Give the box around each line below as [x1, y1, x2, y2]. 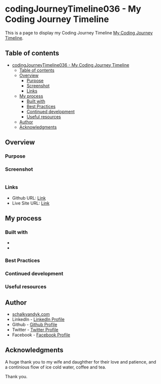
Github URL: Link [12, 195, 46, 201]
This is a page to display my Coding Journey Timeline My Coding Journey [5, 30, 153, 36]
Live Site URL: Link [12, 200, 50, 206]
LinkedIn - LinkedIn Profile [12, 316, 64, 322]
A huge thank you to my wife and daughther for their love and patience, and [5, 359, 157, 365]
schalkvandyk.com [12, 311, 50, 317]
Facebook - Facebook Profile [12, 332, 70, 338]
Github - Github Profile [12, 321, 57, 327]
